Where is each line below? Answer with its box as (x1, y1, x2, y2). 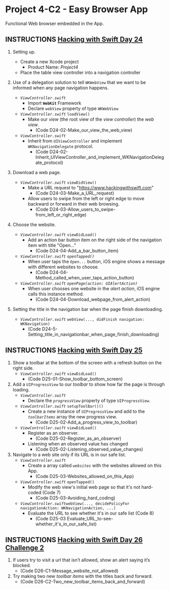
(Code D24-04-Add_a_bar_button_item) (35, 247, 119, 254)
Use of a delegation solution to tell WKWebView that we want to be (12, 79, 146, 85)
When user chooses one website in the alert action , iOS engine (27, 285, 160, 291)
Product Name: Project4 (27, 64, 79, 70)
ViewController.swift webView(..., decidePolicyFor (20, 501, 130, 506)
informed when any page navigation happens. (12, 85, 109, 91)
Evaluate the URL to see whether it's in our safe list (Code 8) (27, 510, 154, 516)
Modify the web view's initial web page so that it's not (27, 484, 141, 490)
